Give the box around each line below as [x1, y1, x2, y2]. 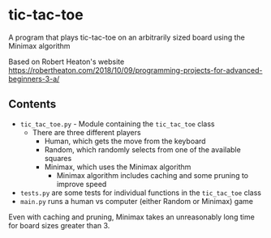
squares [44, 153, 72, 163]
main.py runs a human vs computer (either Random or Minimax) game [19, 196, 254, 206]
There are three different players [32, 127, 141, 137]
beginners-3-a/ [8, 74, 60, 83]
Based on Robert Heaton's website [8, 57, 125, 66]
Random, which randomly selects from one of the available [44, 144, 241, 155]
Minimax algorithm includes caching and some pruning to [56, 170, 249, 180]
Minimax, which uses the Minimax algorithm [44, 162, 191, 172]
